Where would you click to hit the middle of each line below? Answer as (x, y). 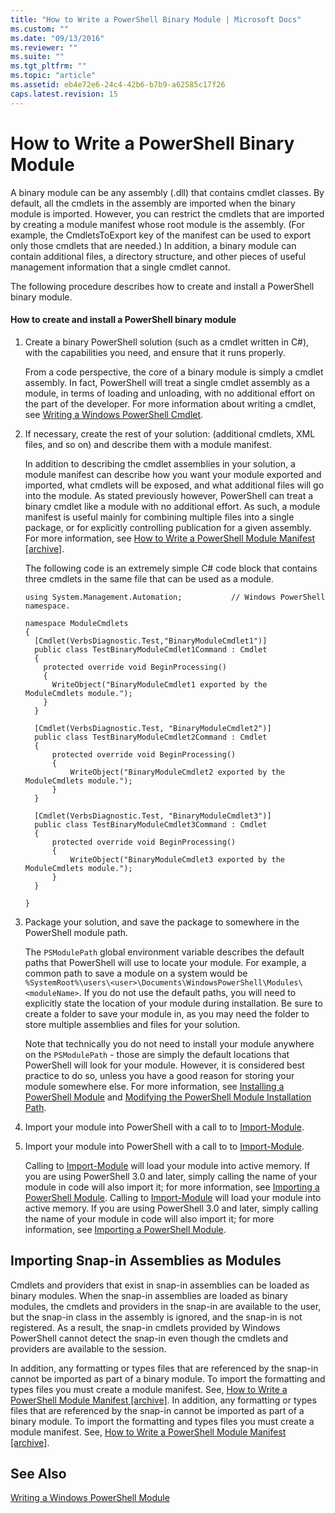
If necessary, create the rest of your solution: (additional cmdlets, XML (170, 433)
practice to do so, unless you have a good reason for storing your (159, 1075)
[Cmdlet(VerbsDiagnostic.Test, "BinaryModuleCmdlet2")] (153, 728)
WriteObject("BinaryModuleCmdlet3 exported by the (177, 859)
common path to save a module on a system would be (136, 973)
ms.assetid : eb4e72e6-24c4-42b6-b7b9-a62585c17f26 (118, 85)
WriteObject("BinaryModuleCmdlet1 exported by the (159, 684)
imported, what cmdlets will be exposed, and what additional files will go (174, 485)
